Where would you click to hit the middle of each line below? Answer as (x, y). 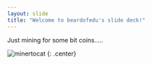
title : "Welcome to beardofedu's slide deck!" (76, 20)
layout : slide (28, 14)
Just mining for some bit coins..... (55, 40)
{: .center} (62, 54)
